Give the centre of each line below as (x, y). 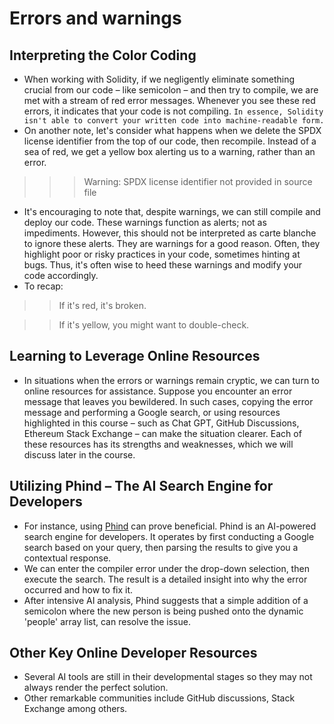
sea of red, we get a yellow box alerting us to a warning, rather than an (169, 151)
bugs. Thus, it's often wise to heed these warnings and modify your (163, 265)
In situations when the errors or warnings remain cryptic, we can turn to (171, 380)
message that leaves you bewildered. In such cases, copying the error (168, 401)
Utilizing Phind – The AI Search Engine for (141, 486)
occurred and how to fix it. (78, 589)
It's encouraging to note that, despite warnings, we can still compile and (172, 211)
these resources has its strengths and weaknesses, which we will (158, 444)
